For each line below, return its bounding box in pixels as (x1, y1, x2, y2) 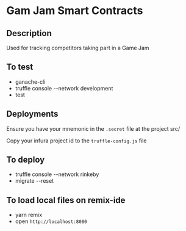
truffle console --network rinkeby (15, 170, 99, 178)
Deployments (6, 109, 59, 119)
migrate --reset (15, 177, 54, 185)
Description (6, 28, 52, 38)
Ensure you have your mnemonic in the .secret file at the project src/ (6, 125, 181, 132)
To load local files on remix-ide (6, 195, 126, 205)
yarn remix (15, 211, 43, 219)
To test (6, 62, 34, 72)
